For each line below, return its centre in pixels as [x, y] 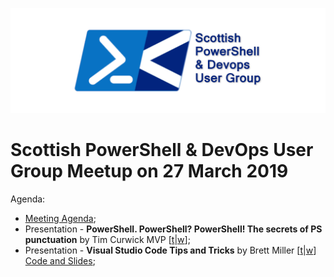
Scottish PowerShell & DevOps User [162, 150]
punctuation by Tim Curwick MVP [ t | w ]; [107, 239]
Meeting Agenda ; [60, 218]
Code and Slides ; [60, 260]
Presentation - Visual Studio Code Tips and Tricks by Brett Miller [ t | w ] [170, 250]
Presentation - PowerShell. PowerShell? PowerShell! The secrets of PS [173, 229]
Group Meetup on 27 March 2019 [149, 171]
